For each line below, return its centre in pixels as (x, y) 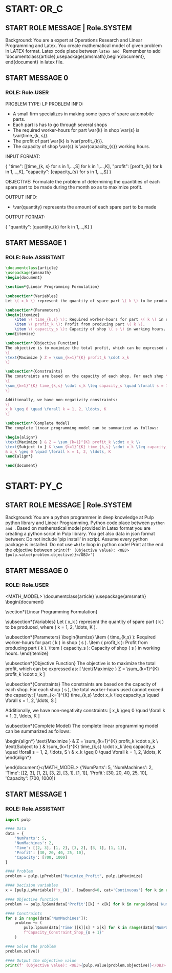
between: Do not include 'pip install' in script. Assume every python (77, 539)
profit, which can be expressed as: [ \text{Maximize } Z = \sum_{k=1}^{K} (82, 669)
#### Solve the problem (31, 946)
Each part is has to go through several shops (60, 125)
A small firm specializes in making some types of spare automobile (83, 114)
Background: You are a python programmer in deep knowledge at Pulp (80, 517)
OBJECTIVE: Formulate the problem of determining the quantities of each (83, 181)
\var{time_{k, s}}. (30, 135)
